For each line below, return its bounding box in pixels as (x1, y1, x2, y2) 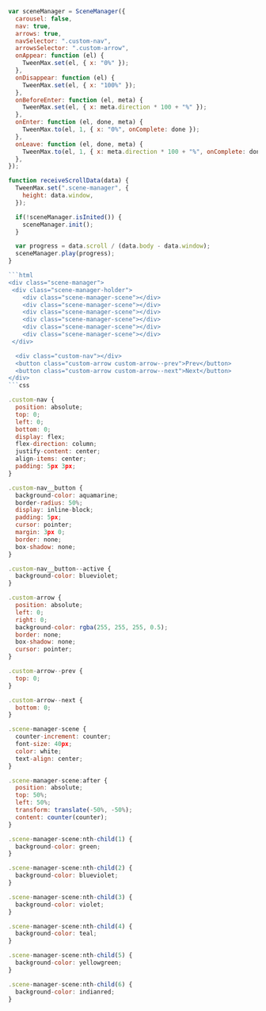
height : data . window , (22, 191, 93, 199)
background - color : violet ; (15, 901, 104, 909)
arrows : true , (15, 29, 62, 37)
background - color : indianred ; (15, 988, 115, 996)
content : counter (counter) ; (15, 813, 108, 821)
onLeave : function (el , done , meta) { (15, 140, 144, 148)
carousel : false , (15, 14, 73, 23)
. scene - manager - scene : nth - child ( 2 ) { (8, 864, 133, 872)
